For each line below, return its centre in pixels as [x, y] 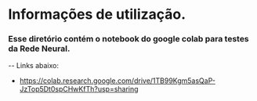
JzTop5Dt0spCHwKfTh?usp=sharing [79, 89]
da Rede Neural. [39, 49]
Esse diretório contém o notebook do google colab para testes [128, 39]
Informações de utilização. [97, 14]
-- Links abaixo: [33, 66]
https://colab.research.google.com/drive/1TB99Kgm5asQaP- [117, 81]
